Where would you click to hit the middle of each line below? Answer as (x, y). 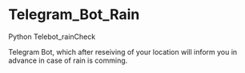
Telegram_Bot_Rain (74, 15)
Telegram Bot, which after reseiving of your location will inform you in (123, 52)
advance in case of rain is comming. (68, 60)
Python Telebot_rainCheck (52, 36)
